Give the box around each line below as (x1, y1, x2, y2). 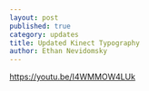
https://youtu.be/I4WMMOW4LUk (9, 71, 136, 82)
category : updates (9, 30, 79, 39)
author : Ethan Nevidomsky (9, 47, 107, 56)
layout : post (9, 13, 59, 23)
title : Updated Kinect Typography (9, 38, 141, 48)
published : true (9, 22, 71, 31)
